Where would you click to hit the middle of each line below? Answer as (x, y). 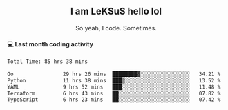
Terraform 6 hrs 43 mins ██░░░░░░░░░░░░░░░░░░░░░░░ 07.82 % (114, 93)
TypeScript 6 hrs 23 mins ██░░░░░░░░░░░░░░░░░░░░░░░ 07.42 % (114, 100)
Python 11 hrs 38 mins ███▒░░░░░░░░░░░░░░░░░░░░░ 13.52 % (114, 80)
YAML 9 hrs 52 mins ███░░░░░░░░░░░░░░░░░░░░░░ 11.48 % (114, 87)
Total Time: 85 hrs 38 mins (48, 62)
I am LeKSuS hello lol (116, 11)
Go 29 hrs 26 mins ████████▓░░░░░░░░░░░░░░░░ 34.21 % (114, 74)
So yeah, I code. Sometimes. (116, 28)
